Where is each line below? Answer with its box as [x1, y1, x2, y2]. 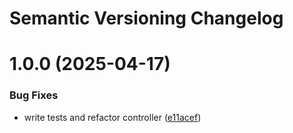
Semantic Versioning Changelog [9, 7, 284, 30]
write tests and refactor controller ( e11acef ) [23, 111, 202, 123]
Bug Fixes [9, 88, 59, 102]
